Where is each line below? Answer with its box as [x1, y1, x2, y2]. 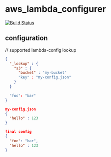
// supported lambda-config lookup [5, 47, 77, 53]
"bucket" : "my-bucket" [18, 70, 67, 75]
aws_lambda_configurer [5, 3, 107, 15]
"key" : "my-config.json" [18, 75, 71, 80]
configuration [5, 34, 48, 42]
